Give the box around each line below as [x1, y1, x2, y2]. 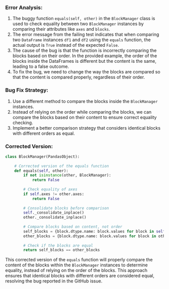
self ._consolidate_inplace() [23, 210, 84, 215]
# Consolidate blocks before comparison [23, 206, 109, 211]
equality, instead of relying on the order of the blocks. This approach [5, 267, 147, 273]
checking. [12, 120, 34, 126]
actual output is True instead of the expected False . [12, 42, 119, 48]
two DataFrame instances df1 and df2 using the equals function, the [12, 37, 151, 43]
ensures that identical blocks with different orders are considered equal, [5, 273, 155, 279]
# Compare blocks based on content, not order [23, 224, 123, 230]
